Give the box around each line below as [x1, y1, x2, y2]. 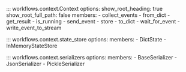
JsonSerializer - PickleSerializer [6, 60, 85, 67]
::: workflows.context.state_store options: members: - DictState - [6, 36, 167, 43]
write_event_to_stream [6, 24, 62, 31]
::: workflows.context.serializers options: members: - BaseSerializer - [6, 54, 178, 61]
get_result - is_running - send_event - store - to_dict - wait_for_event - [6, 18, 180, 25]
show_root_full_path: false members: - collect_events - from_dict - [6, 11, 170, 19]
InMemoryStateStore [6, 42, 58, 49]
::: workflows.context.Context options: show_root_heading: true [6, 5, 163, 12]
